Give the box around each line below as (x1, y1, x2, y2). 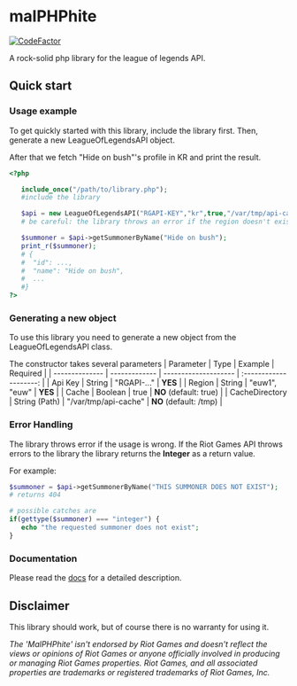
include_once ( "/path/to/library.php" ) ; (20, 184, 168, 194)
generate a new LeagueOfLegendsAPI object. (9, 135, 175, 145)
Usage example (9, 105, 78, 117)
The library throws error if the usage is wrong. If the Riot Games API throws (9, 439, 283, 449)
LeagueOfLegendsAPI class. (9, 341, 113, 352)
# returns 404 (9, 490, 62, 500)
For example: (9, 465, 57, 476)
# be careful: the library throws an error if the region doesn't (20, 217, 271, 227)
